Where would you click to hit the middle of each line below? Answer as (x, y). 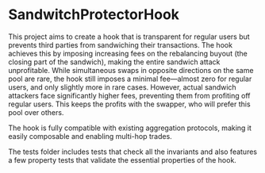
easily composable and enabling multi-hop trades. (90, 136)
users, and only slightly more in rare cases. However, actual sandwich (122, 87)
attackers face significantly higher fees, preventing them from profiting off (129, 95)
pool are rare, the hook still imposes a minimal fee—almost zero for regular (130, 79)
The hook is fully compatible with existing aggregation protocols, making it (130, 128)
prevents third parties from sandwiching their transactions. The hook (120, 44)
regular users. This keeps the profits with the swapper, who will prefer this (130, 104)
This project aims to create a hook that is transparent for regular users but (129, 37)
